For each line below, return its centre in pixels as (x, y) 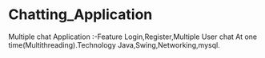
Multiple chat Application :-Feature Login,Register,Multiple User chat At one (133, 37)
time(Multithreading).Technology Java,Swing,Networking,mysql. (114, 44)
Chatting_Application (80, 15)
